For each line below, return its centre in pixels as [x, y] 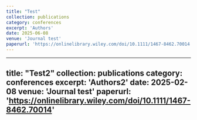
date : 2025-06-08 [27, 33]
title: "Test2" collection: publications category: [94, 73]
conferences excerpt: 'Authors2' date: [78, 83]
